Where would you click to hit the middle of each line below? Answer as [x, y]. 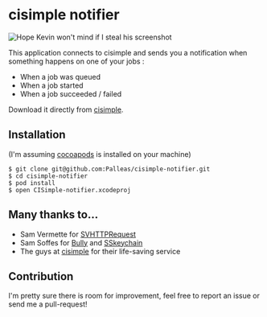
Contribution [41, 276]
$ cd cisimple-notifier [48, 176]
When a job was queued [60, 76]
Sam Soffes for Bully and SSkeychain [81, 242]
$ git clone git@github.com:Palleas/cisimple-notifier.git [109, 169]
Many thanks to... [53, 215]
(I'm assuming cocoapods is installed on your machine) [100, 154]
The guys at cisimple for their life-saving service [100, 251]
